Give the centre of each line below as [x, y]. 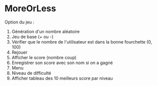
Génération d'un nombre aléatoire [46, 31]
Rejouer [20, 52]
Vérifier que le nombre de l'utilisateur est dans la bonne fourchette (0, [82, 42]
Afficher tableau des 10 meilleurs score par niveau [62, 78]
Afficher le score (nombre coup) [44, 57]
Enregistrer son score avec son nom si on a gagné [62, 63]
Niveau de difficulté [32, 73]
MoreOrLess [30, 9]
